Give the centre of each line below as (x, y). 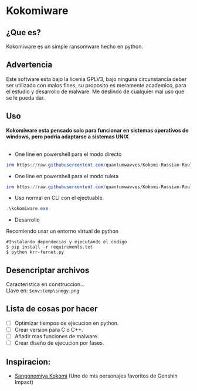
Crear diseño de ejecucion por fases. (59, 343)
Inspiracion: (28, 362)
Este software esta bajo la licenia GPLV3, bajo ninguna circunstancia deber (96, 79)
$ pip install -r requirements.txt (50, 247)
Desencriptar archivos (48, 270)
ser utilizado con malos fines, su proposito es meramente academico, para (96, 85)
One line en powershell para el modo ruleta (67, 176)
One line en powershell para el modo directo (68, 154)
